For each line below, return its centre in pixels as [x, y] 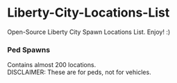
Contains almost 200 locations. [52, 65]
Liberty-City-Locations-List [88, 13]
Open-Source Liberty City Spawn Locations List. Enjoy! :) [89, 32]
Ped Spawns [29, 50]
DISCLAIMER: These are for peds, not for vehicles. [79, 72]
